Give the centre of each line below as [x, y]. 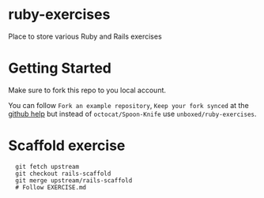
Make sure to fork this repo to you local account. [87, 90]
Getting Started [60, 68]
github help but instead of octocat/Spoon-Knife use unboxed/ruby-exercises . [132, 114]
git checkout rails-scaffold [63, 174]
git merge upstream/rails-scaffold [74, 180]
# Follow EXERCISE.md [51, 187]
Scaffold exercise [67, 146]
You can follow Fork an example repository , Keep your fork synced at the [128, 105]
